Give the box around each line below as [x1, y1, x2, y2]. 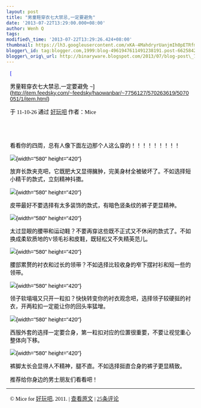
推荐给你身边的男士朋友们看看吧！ [10, 376, 98, 383]
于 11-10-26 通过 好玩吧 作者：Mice [10, 108, 96, 115]
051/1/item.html [10, 95, 48, 102]
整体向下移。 [10, 337, 43, 344]
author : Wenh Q [6, 25, 44, 32]
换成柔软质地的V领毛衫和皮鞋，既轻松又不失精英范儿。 [10, 236, 151, 242]
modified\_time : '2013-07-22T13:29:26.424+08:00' [6, 36, 133, 42]
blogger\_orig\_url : [6, 53, 58, 59]
